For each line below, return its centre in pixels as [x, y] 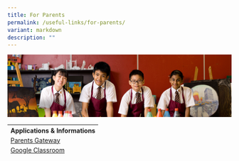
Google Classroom [38, 150]
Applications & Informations [53, 131]
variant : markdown [34, 30]
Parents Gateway [35, 140]
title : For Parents [36, 15]
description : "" [31, 38]
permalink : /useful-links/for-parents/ [67, 22]
